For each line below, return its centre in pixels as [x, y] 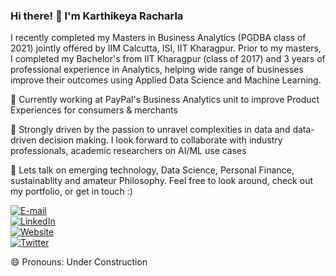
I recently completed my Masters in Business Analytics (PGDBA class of [158, 38]
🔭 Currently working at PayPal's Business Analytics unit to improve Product [165, 100]
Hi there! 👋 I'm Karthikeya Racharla [97, 16]
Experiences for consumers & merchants [94, 110]
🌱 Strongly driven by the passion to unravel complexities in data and [150, 130]
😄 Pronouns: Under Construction [79, 262]
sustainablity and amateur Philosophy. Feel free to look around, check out [161, 181]
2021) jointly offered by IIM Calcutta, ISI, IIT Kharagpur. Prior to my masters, [166, 48]
